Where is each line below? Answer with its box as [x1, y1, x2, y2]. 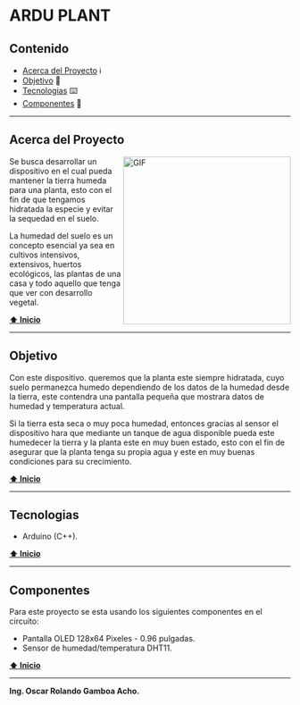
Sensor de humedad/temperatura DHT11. [21, 642, 172, 653]
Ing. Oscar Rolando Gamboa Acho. [9, 685, 140, 697]
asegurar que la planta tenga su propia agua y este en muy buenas [9, 446, 255, 457]
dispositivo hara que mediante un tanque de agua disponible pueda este [9, 427, 275, 438]
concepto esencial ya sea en [9, 239, 115, 250]
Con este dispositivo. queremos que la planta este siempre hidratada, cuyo [9, 372, 285, 382]
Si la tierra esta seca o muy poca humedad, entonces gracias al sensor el [9, 417, 279, 429]
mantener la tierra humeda [9, 175, 107, 186]
